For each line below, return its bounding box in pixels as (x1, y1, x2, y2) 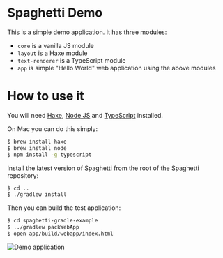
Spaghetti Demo (7, 5, 103, 21)
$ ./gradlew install (7, 191, 68, 198)
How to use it (7, 89, 85, 104)
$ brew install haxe (7, 138, 68, 145)
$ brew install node (7, 144, 68, 151)
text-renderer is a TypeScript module (17, 56, 127, 64)
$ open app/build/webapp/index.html (7, 230, 114, 237)
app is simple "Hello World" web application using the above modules (17, 63, 216, 72)
